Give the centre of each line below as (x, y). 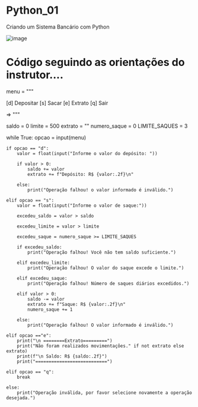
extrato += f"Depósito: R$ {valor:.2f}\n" (81, 174)
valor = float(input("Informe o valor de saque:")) (82, 206)
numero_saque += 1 (50, 310)
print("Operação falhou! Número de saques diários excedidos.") (108, 283)
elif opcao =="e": (29, 335)
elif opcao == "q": (30, 372)
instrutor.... (35, 75)
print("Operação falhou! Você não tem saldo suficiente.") (102, 252)
